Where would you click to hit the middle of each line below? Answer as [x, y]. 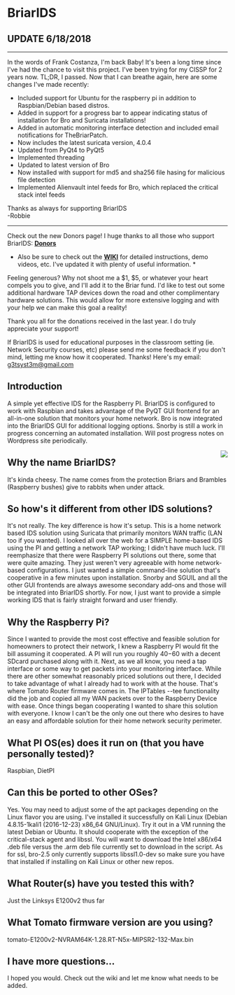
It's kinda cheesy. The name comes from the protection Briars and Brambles [117, 479]
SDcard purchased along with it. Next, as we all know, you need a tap [107, 661]
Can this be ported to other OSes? [83, 793]
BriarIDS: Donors [32, 243]
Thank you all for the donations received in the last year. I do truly [102, 321]
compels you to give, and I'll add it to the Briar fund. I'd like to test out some [116, 285]
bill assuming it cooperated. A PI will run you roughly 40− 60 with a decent [114, 654]
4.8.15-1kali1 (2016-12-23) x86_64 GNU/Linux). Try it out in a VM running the [116, 824]
